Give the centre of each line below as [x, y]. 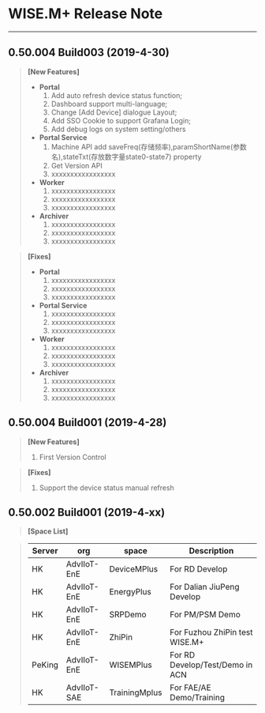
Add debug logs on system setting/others [119, 129]
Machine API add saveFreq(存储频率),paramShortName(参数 [149, 146]
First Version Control [73, 457]
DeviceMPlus [134, 569]
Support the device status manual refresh [107, 488]
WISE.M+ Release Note [86, 14]
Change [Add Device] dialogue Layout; [114, 112]
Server [45, 551]
